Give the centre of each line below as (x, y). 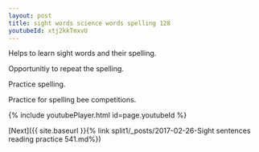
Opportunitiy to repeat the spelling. (66, 69)
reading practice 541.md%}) (55, 139)
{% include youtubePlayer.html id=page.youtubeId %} (98, 115)
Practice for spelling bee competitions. (72, 100)
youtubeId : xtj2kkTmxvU (48, 30)
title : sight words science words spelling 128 (90, 23)
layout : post (30, 16)
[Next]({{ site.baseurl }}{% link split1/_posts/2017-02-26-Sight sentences (129, 131)
